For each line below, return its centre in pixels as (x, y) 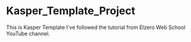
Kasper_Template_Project (71, 11)
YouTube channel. (28, 33)
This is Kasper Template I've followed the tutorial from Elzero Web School (96, 27)
